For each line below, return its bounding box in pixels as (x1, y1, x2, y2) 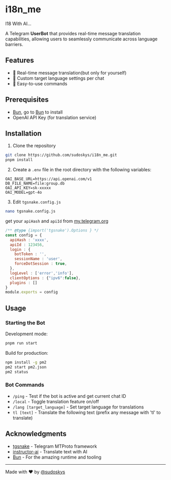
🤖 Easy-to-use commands (12, 80, 68, 86)
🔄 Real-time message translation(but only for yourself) (12, 70, 127, 76)
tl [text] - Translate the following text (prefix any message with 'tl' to (12, 409, 161, 415)
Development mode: (5, 331, 48, 337)
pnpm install (5, 157, 33, 163)
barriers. (5, 41, 23, 47)
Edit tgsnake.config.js (12, 199, 61, 205)
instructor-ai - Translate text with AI (12, 448, 88, 454)
